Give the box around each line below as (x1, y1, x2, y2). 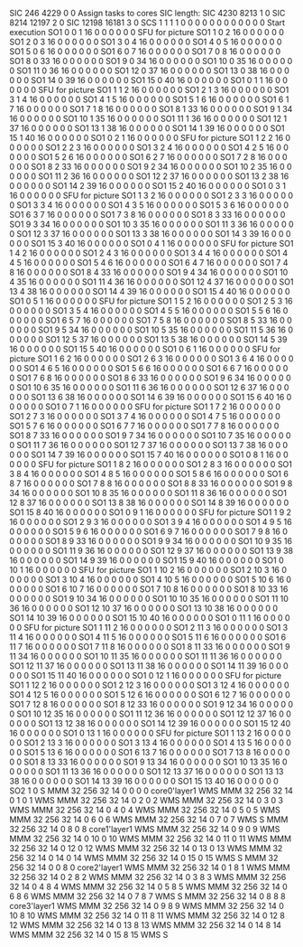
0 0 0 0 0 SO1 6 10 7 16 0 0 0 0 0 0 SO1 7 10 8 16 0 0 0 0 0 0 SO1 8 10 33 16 (9, 584, 289, 595)
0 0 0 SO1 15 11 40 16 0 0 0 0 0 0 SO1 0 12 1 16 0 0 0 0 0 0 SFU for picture (9, 670, 282, 680)
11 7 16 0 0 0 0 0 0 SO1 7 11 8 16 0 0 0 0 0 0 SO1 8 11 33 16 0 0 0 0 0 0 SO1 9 (9, 642, 290, 652)
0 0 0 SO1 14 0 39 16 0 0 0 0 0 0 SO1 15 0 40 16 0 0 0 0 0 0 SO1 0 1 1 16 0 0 (9, 75, 289, 85)
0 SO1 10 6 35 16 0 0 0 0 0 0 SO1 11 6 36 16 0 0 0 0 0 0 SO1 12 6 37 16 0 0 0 (9, 382, 289, 392)
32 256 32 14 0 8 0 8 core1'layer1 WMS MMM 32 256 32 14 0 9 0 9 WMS (9, 824, 280, 834)
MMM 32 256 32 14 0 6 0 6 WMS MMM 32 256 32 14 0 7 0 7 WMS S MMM (9, 814, 289, 825)
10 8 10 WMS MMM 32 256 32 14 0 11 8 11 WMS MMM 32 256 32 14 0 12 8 (9, 910, 286, 921)
